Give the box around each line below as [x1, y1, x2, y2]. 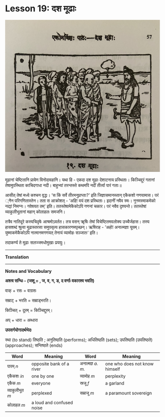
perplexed [31, 390, 52, 396]
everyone [31, 380, 51, 386]
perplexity [105, 373, 126, 379]
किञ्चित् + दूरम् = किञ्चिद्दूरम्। [5, 307, 53, 313]
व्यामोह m [80, 373, 95, 379]
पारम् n [7, 363, 19, 369]
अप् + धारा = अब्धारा [5, 317, 38, 323]
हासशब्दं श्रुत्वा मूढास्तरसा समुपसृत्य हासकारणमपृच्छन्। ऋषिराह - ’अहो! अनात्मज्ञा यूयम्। [5, 224, 140, 230]
